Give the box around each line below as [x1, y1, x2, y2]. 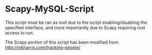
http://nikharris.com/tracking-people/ [5, 44, 81, 50]
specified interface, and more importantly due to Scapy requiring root [5, 24, 146, 30]
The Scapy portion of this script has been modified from [5, 39, 119, 45]
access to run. [5, 30, 34, 36]
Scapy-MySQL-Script [5, 3, 94, 15]
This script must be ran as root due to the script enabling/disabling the [5, 19, 148, 25]
